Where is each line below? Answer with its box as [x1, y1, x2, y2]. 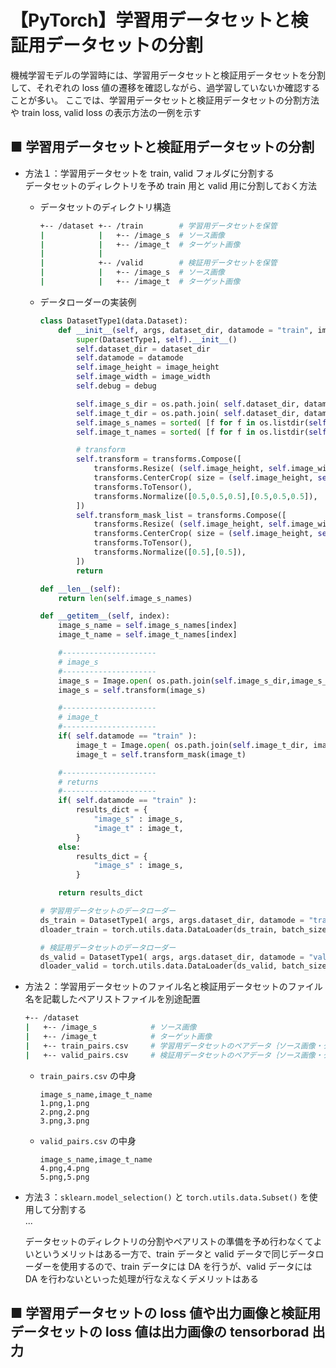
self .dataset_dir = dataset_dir [75, 344, 211, 354]
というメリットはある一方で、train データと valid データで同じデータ [33, 1247, 316, 1260]
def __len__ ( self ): [39, 584, 122, 594]
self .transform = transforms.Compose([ [75, 454, 242, 465]
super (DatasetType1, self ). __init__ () [75, 334, 238, 345]
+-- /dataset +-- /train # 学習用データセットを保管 [39, 221, 278, 231]
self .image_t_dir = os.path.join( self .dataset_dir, [75, 408, 300, 418]
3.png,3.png [39, 1116, 90, 1126]
